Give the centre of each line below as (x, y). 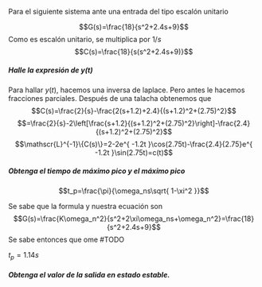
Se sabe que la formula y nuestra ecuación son (86, 206)
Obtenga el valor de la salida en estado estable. (89, 275)
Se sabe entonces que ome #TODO (66, 239)
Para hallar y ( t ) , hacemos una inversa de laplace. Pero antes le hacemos (127, 90)
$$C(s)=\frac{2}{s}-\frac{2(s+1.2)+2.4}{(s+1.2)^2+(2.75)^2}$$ (134, 111)
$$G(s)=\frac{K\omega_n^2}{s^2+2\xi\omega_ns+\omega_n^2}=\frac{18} (134, 219)
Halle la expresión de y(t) (51, 70)
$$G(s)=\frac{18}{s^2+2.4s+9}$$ (134, 27)
